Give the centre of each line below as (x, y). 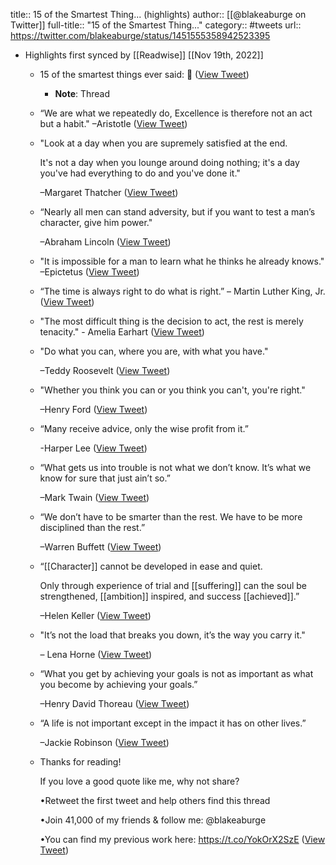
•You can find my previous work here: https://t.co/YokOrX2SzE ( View (182, 839)
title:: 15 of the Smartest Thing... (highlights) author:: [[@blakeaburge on (158, 14)
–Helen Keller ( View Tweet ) (95, 615)
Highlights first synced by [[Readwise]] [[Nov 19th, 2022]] (144, 55)
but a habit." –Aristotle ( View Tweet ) (113, 123)
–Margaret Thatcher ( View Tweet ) (109, 192)
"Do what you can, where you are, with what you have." (154, 351)
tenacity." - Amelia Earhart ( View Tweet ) (122, 332)
